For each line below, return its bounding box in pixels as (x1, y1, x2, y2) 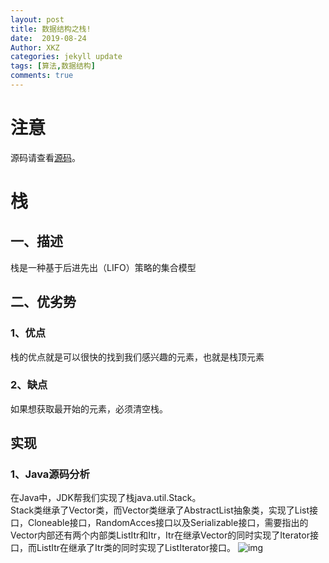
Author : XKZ (10, 42, 60, 53)
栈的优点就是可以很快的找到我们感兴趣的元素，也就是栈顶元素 (10, 351, 265, 363)
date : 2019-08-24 (10, 33, 87, 43)
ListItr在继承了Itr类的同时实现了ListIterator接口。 (36, 542, 236, 554)
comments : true (10, 71, 74, 81)
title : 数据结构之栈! (10, 24, 92, 34)
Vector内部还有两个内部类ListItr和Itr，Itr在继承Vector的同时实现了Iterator (10, 529, 310, 541)
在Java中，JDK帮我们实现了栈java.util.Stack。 (10, 492, 202, 504)
